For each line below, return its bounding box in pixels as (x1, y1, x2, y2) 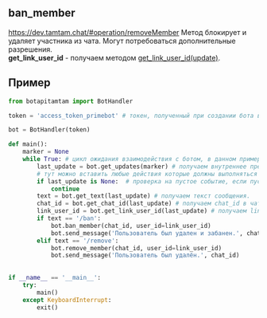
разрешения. (8, 44, 53, 54)
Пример (8, 76, 51, 90)
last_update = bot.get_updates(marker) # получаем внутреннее (37, 163, 247, 171)
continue (50, 185, 80, 193)
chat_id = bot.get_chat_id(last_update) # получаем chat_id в (37, 199, 247, 208)
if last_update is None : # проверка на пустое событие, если (37, 177, 247, 186)
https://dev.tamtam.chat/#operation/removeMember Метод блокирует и (8, 27, 247, 37)
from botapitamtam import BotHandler (8, 97, 133, 105)
